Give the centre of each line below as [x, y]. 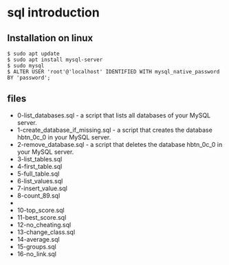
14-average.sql [38, 239]
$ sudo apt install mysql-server [55, 60]
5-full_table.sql [38, 174]
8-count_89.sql [39, 195]
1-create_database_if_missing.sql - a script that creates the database [115, 130]
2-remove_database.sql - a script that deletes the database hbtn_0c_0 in [120, 144]
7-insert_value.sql [42, 188]
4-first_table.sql [40, 166]
